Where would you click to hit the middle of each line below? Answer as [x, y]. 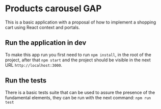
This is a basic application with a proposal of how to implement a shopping [80, 22]
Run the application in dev [46, 43]
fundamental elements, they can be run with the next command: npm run [78, 97]
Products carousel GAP [54, 9]
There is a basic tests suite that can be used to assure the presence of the [80, 92]
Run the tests [26, 81]
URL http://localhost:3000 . [34, 65]
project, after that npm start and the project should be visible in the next [78, 60]
